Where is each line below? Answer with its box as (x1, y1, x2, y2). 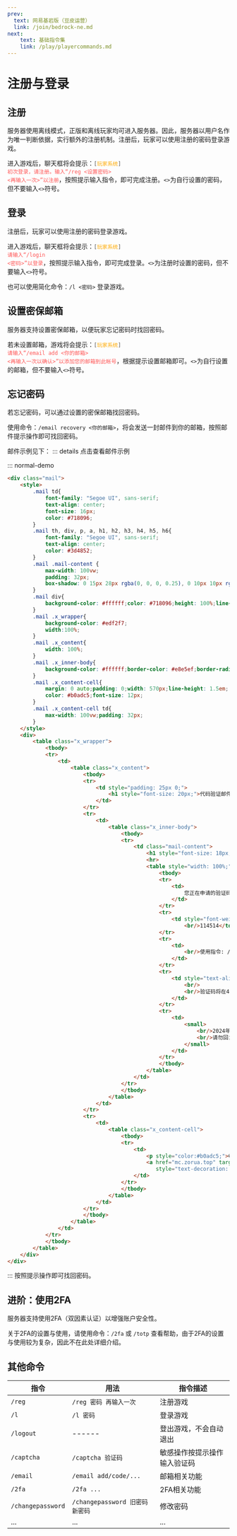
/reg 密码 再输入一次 (71, 1398, 136, 1407)
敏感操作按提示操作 (159, 1448, 224, 1457)
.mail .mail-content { (32, 560, 99, 567)
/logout (11, 1430, 37, 1438)
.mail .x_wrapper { (32, 613, 87, 620)
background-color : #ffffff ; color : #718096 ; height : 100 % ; (44, 600, 217, 607)
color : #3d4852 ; (44, 548, 93, 555)
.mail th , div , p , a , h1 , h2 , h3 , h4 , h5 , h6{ (32, 528, 172, 535)
